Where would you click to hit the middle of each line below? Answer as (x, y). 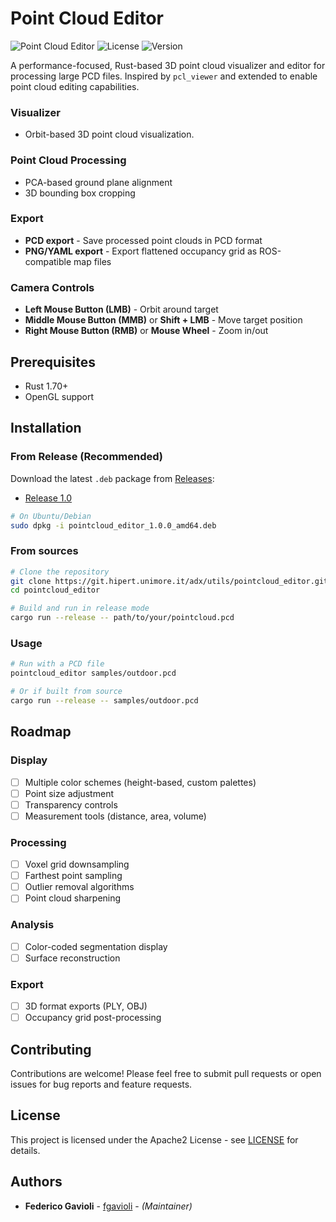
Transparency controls (71, 804)
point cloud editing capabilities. (75, 86)
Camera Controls (52, 287)
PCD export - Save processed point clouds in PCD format (143, 240)
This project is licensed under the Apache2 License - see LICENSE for (154, 1139)
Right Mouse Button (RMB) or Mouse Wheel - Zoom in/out (146, 331)
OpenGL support (59, 396)
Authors (36, 1182)
